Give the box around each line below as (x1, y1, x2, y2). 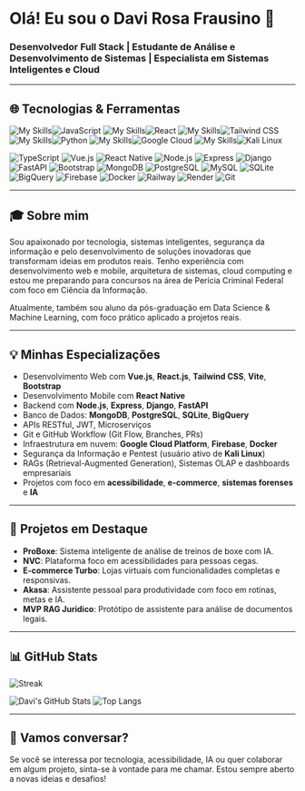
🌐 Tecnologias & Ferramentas (9, 101, 181, 116)
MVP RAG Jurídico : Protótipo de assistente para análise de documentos (22, 603, 293, 614)
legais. (22, 613, 48, 624)
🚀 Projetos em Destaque (9, 521, 148, 537)
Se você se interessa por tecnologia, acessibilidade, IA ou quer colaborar (9, 754, 283, 766)
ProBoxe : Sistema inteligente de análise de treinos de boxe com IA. (22, 545, 274, 557)
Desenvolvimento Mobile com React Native (22, 390, 186, 400)
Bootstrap (22, 381, 62, 391)
